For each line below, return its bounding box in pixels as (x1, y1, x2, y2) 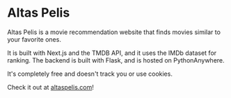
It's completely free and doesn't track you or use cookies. (7, 70, 173, 78)
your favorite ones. (7, 35, 61, 43)
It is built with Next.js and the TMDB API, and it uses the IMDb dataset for (7, 49, 217, 57)
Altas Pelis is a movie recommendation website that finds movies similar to (7, 28, 221, 36)
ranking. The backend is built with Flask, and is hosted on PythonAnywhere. (7, 56, 225, 64)
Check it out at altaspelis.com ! (7, 83, 94, 91)
